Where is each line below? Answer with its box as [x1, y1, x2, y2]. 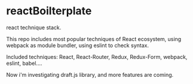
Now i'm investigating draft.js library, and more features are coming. [6, 71, 174, 78]
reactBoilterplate [6, 4, 92, 18]
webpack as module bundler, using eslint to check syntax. [6, 42, 149, 49]
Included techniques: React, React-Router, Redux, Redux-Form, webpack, [6, 53, 188, 60]
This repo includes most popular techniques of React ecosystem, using [6, 35, 182, 42]
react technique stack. [6, 24, 62, 31]
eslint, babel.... [6, 60, 42, 67]
